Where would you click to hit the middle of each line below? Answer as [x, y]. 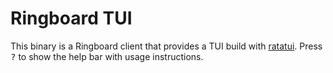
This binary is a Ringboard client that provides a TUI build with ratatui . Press [166, 46]
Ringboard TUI [71, 18]
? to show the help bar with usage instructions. [107, 56]
